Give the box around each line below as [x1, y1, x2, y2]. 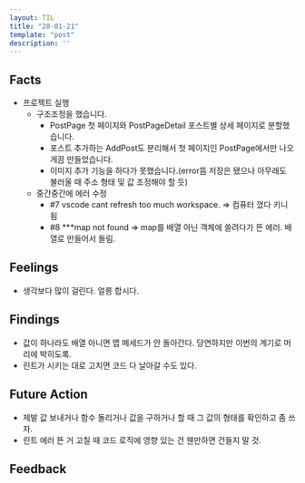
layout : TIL [9, 13, 54, 23]
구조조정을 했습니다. [35, 109, 107, 120]
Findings [9, 312, 61, 327]
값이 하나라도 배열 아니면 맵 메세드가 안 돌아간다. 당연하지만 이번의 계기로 [22, 337, 282, 348]
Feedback [9, 461, 67, 477]
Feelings [9, 260, 59, 275]
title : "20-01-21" [9, 22, 79, 31]
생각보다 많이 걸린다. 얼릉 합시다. [22, 285, 139, 295]
